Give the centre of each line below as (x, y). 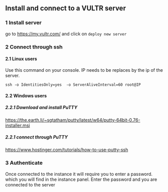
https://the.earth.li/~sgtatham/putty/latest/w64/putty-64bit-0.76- (73, 120)
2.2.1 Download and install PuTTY (41, 107)
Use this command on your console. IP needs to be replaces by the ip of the (84, 70)
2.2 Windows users (26, 96)
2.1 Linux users (21, 59)
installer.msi (18, 125)
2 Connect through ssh (34, 46)
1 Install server (23, 23)
